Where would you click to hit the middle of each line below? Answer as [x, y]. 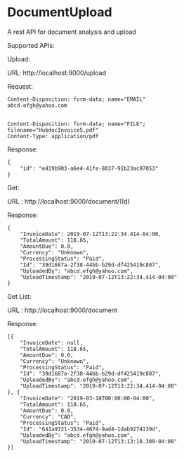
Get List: [19, 296]
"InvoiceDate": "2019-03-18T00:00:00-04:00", [88, 398]
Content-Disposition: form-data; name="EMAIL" [77, 99]
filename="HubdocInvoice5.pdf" [53, 130]
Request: [20, 86]
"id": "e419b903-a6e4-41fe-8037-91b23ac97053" [89, 168]
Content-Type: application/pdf [53, 136]
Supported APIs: [31, 45]
